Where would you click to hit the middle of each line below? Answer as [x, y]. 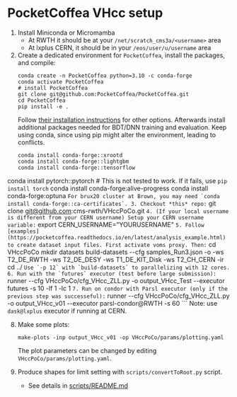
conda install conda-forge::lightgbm [73, 161]
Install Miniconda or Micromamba [66, 33]
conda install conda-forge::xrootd [70, 155]
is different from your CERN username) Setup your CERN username [105, 217]
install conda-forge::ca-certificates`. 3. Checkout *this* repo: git [112, 203]
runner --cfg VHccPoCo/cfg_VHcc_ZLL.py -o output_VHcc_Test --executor [116, 280]
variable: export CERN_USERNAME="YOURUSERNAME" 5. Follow [106, 224]
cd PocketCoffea [41, 100]
